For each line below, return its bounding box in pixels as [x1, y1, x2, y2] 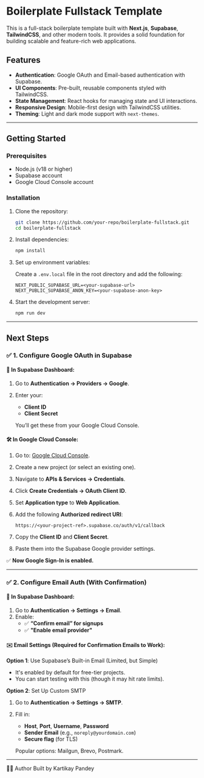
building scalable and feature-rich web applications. [6, 37, 137, 44]
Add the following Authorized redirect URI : [15, 511, 123, 518]
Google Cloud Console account [15, 179, 94, 186]
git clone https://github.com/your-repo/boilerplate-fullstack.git [15, 219, 189, 225]
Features [6, 55, 41, 65]
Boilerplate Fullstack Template [6, 4, 163, 18]
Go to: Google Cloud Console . [15, 451, 90, 459]
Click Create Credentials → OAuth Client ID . [15, 487, 127, 494]
